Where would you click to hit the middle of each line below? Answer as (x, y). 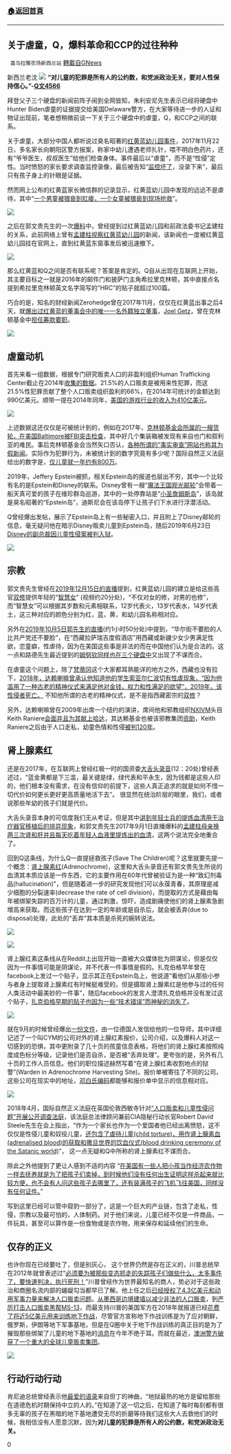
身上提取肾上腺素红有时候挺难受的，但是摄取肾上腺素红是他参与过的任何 (121, 984)
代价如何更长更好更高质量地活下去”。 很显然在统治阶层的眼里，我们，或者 (118, 794)
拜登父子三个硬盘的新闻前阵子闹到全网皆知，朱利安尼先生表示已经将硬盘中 (112, 100)
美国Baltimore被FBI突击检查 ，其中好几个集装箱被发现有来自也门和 (118, 436)
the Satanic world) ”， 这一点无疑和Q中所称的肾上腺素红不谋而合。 (101, 1151)
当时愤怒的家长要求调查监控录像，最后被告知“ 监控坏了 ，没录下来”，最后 (121, 167)
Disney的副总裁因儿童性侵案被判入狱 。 (62, 533)
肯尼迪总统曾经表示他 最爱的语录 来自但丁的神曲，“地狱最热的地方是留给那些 (114, 1396)
